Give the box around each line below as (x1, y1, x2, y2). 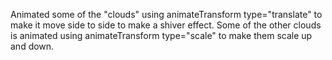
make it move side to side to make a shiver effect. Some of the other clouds (10, 19, 322, 31)
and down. (10, 40, 55, 52)
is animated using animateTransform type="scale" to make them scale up (10, 30, 313, 41)
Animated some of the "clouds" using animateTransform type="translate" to (10, 9, 323, 20)
